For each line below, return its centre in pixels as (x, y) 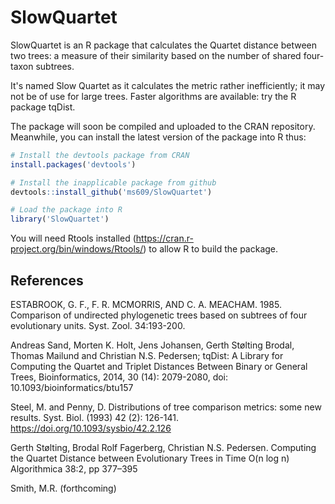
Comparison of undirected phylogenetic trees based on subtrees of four (159, 315)
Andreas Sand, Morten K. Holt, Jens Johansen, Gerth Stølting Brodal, (152, 345)
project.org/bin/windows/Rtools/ (77, 249)
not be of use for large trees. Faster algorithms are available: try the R (153, 96)
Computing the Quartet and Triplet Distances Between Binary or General (159, 366)
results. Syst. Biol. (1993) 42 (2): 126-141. (95, 417)
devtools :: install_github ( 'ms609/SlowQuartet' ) (111, 192)
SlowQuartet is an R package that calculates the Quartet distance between (164, 45)
